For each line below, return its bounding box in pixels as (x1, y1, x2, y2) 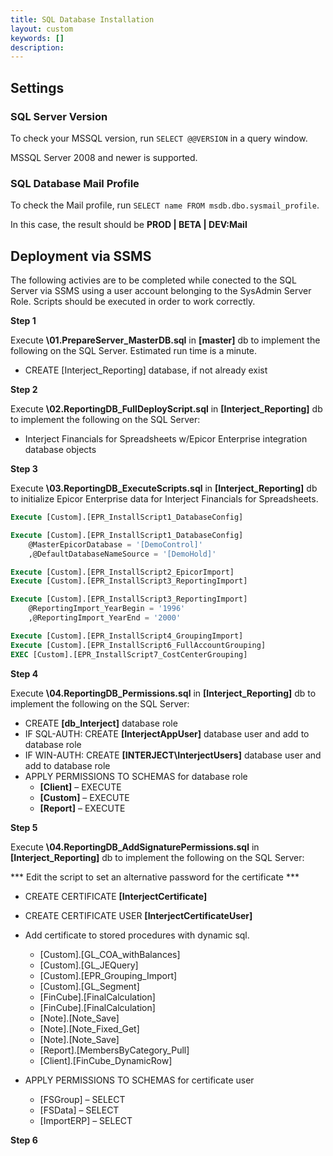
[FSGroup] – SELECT (39, 1093, 126, 1105)
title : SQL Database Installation (10, 14, 155, 25)
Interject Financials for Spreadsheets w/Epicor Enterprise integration (24, 433, 308, 445)
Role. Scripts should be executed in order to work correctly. (10, 296, 256, 308)
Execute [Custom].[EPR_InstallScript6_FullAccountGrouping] (10, 640, 267, 650)
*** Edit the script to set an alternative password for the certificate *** (10, 871, 300, 883)
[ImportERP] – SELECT (39, 1114, 133, 1126)
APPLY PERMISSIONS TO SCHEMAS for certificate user (24, 1074, 255, 1086)
